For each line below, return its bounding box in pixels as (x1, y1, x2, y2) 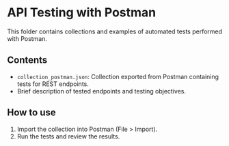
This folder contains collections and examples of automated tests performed (7, 27, 223, 35)
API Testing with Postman (7, 5, 157, 20)
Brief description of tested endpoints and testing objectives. (16, 87, 187, 95)
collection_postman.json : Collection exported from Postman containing (16, 72, 219, 81)
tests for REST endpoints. (16, 80, 89, 88)
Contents (7, 55, 48, 66)
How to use (7, 107, 56, 119)
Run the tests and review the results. (16, 132, 120, 141)
